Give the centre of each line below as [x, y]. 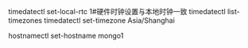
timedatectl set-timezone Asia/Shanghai [109, 20]
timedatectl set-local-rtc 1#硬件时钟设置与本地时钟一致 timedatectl [117, 11]
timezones [25, 20]
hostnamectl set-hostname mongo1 [66, 35]
